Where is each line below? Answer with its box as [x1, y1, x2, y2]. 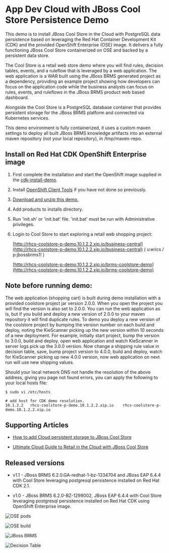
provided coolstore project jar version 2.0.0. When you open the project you [5, 300, 163, 306]
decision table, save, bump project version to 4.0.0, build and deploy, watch [5, 348, 162, 355]
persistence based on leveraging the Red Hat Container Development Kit [5, 36, 156, 42]
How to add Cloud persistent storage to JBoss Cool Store [12, 434, 132, 440]
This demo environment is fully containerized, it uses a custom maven [5, 125, 151, 131]
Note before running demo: [5, 281, 92, 290]
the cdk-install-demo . [12, 177, 58, 183]
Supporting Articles [5, 421, 69, 429]
